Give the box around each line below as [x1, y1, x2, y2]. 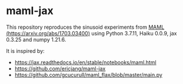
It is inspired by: [6, 47, 45, 54]
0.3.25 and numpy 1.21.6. [6, 36, 66, 43]
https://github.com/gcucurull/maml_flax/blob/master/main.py [14, 71, 163, 78]
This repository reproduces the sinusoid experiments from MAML [6, 23, 165, 31]
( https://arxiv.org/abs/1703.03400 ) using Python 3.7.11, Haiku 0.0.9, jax [6, 29, 177, 36]
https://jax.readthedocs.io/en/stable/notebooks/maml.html [14, 59, 157, 66]
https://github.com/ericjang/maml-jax [14, 65, 106, 72]
